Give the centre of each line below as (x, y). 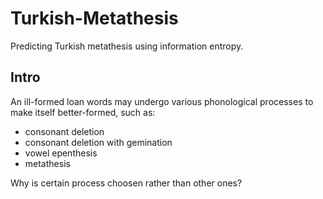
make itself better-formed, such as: (83, 112)
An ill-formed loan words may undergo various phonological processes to (162, 101)
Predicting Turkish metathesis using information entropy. (127, 46)
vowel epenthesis (61, 153)
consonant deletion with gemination (98, 142)
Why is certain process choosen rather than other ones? (126, 183)
